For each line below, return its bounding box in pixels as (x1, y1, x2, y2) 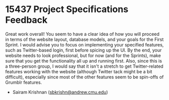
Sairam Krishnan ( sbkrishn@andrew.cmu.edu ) (12, 89, 108, 95)
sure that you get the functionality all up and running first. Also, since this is (5, 58, 162, 64)
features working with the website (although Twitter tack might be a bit (5, 68, 152, 74)
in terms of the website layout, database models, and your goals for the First (5, 36, 164, 42)
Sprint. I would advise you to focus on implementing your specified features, (5, 41, 164, 47)
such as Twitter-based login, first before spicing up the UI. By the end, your (5, 47, 162, 53)
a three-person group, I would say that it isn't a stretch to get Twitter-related (5, 63, 164, 69)
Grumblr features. (5, 79, 42, 85)
